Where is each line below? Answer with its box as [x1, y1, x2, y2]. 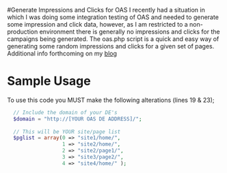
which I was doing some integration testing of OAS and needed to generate [7, 13, 219, 21]
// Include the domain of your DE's [13, 109, 118, 116]
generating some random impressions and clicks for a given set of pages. [7, 42, 215, 50]
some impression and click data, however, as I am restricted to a [7, 21, 188, 28]
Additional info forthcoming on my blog [7, 49, 118, 57]
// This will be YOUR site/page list [13, 128, 121, 135]
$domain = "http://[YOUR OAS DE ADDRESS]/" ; [13, 116, 142, 122]
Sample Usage [7, 73, 91, 89]
